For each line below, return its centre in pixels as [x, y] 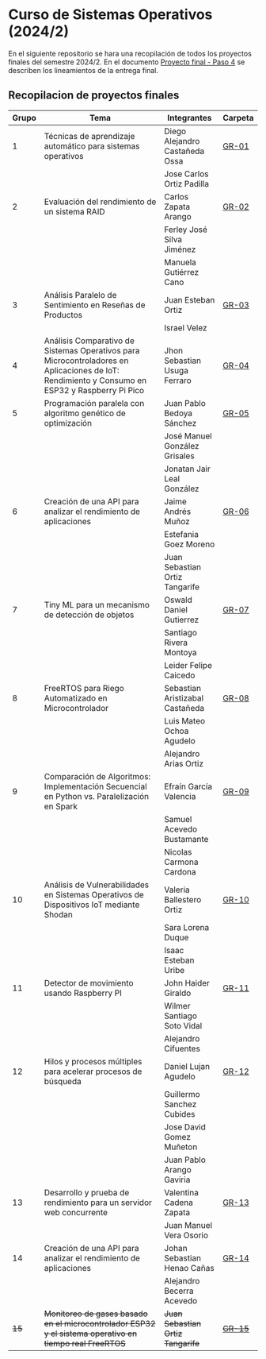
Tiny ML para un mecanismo [97, 604]
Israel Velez [186, 327]
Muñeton [181, 1147]
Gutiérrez [182, 272]
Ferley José [186, 230]
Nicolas [178, 851]
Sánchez [180, 423]
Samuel [178, 819]
